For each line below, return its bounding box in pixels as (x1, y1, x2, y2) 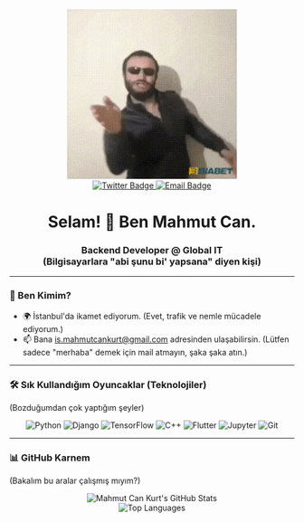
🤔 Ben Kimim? (9, 289, 72, 302)
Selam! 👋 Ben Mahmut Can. (47, 212, 257, 233)
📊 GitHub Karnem (9, 451, 90, 464)
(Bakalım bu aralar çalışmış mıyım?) (9, 475, 141, 487)
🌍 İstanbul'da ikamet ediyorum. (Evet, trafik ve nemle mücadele (22, 310, 261, 321)
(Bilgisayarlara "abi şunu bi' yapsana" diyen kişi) (43, 255, 261, 268)
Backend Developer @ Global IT (81, 244, 223, 257)
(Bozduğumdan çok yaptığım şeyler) (9, 403, 145, 413)
